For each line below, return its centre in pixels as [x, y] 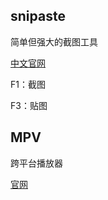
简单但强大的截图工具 [54, 41]
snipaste [38, 16]
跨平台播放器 [36, 163]
